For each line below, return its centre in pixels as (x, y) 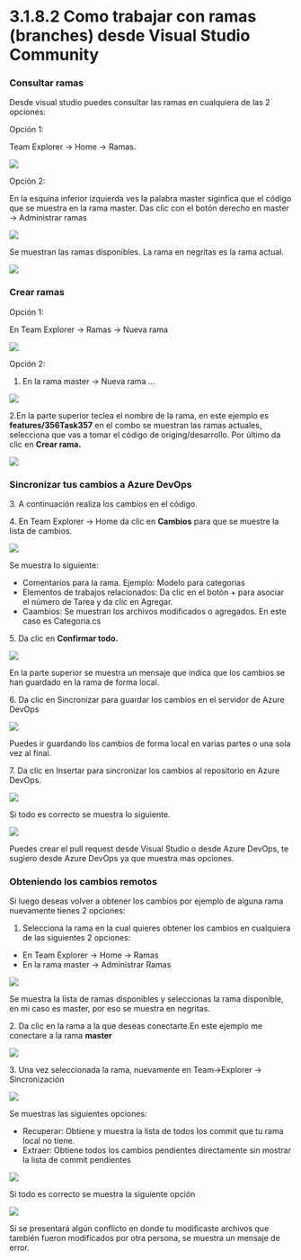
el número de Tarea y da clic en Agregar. (97, 602)
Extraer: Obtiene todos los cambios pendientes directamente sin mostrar (157, 1150)
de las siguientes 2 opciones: (76, 938)
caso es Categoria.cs (62, 621)
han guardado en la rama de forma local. (84, 682)
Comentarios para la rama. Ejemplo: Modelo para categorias (133, 583)
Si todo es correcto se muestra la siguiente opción (102, 1194)
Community (54, 55)
